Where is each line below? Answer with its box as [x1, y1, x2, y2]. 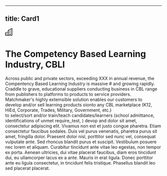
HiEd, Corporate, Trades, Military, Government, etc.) [5, 107, 112, 113]
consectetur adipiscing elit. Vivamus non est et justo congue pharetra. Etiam [5, 123, 162, 129]
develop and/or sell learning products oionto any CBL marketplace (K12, [5, 101, 153, 107]
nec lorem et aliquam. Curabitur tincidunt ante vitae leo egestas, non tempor [5, 144, 162, 150]
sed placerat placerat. [5, 165, 50, 171]
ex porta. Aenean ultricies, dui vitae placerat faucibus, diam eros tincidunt [5, 149, 157, 155]
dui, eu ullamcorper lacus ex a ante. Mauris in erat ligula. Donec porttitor [5, 155, 153, 161]
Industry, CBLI [5, 59, 65, 70]
